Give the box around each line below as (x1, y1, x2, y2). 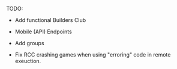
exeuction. (14, 58, 41, 64)
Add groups (14, 40, 44, 46)
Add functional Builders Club (14, 17, 86, 23)
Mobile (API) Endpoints (14, 28, 72, 35)
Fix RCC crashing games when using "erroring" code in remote (14, 51, 171, 58)
